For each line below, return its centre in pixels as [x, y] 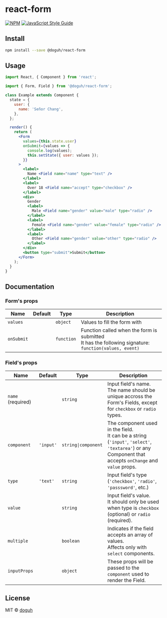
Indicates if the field [131, 529]
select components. [131, 554]
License [18, 598]
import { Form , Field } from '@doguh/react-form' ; [59, 86]
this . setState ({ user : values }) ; [63, 155]
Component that [126, 454]
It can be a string [127, 436]
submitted [92, 337]
